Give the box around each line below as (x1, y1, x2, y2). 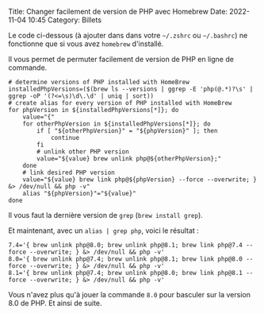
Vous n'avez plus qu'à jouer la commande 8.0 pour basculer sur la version (8, 290, 251, 299)
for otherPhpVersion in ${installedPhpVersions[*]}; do (22, 120, 212, 128)
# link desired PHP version (22, 169, 115, 176)
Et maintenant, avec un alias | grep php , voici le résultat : (8, 226, 200, 235)
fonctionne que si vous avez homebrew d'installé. (8, 39, 164, 48)
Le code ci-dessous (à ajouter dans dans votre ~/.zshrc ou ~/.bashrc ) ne (8, 31, 248, 40)
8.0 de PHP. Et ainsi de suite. (8, 298, 102, 308)
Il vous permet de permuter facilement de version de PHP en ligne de (8, 55, 234, 64)
